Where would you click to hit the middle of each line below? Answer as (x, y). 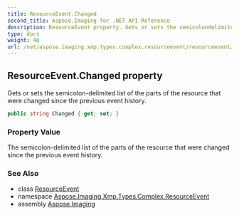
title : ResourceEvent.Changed (52, 14)
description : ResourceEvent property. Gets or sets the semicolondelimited (122, 27)
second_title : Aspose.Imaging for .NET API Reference (89, 21)
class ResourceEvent (48, 189)
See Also (23, 173)
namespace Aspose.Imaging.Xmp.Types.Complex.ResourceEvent (113, 196)
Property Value (34, 132)
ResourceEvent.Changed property (85, 76)
